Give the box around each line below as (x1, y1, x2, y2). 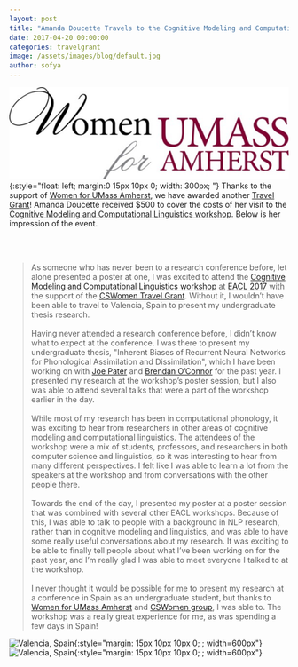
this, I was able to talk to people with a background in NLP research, (30, 516, 280, 528)
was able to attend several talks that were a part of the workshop (30, 385, 269, 395)
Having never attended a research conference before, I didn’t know (30, 328, 277, 338)
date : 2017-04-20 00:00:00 (9, 33, 109, 42)
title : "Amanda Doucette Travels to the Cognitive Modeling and (9, 23, 252, 33)
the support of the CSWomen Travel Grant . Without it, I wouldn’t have (30, 290, 285, 301)
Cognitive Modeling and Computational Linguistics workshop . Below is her (9, 209, 281, 219)
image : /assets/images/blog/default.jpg (9, 52, 161, 61)
